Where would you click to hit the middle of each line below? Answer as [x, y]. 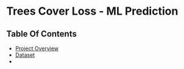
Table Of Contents [42, 34]
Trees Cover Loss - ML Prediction [92, 11]
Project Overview [37, 48]
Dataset [25, 55]
